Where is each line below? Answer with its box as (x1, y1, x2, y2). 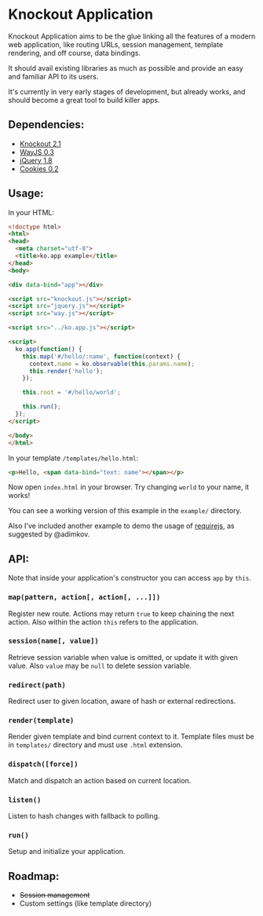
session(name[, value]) (8, 636, 100, 646)
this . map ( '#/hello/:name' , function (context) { (22, 352, 181, 361)
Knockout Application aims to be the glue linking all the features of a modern (8, 31, 256, 41)
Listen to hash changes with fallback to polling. (8, 812, 160, 821)
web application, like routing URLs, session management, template (8, 39, 224, 49)
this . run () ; (22, 403, 61, 411)
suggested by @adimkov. (8, 529, 90, 539)
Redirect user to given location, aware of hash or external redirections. (8, 697, 236, 706)
